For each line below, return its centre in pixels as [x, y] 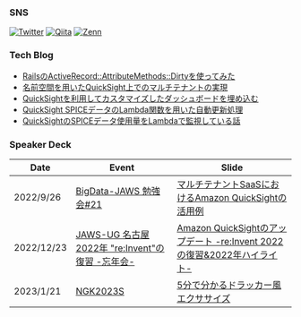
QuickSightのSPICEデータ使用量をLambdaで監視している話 [131, 120]
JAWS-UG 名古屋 [113, 235]
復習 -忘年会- [105, 261]
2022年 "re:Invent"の [120, 248]
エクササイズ [204, 298]
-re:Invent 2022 [249, 241]
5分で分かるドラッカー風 [229, 285]
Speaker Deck [40, 144]
